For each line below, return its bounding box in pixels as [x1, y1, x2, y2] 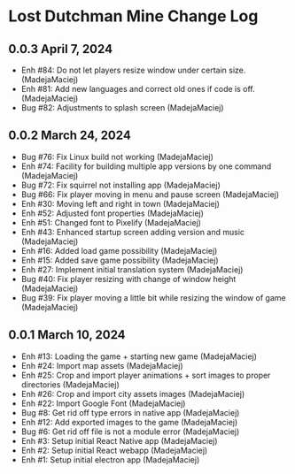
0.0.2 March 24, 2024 [8, 128, 132, 143]
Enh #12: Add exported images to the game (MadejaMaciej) [20, 417, 238, 427]
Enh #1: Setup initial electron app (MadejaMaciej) [20, 454, 200, 465]
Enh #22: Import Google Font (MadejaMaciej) [20, 398, 186, 409]
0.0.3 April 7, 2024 [8, 42, 113, 57]
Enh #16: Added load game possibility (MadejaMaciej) [20, 245, 218, 256]
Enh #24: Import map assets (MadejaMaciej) [20, 360, 183, 371]
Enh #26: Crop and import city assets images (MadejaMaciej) [20, 388, 245, 399]
